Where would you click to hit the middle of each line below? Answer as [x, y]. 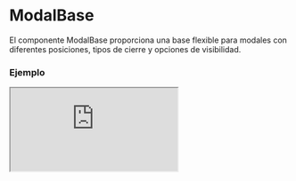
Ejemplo [27, 72]
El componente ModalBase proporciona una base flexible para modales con [148, 40]
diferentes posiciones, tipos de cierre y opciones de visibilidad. [125, 49]
